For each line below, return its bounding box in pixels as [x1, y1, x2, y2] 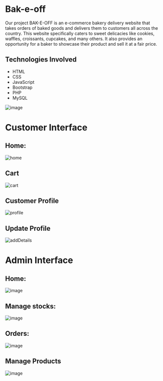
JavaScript [12, 79, 35, 85]
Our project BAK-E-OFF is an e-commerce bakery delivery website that [5, 20, 150, 26]
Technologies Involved [5, 56, 77, 64]
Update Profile [5, 224, 51, 233]
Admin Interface [5, 254, 73, 266]
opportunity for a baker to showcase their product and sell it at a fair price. [5, 41, 158, 47]
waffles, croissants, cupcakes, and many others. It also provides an [5, 36, 143, 42]
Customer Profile [5, 196, 59, 205]
